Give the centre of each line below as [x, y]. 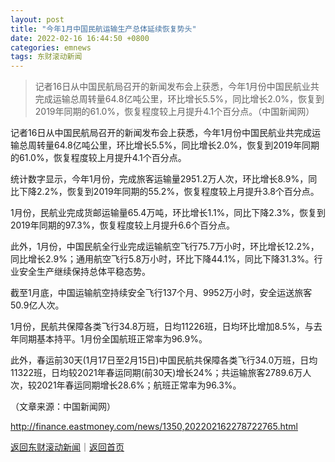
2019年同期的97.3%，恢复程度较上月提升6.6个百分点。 [122, 225]
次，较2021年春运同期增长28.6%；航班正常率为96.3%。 [126, 385]
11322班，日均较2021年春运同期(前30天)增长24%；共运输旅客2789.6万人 [161, 373]
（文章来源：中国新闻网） [63, 407]
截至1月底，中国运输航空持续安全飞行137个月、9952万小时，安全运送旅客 [161, 293]
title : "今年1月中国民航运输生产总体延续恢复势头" [103, 29]
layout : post [37, 19]
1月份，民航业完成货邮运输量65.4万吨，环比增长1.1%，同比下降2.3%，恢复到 [168, 213]
